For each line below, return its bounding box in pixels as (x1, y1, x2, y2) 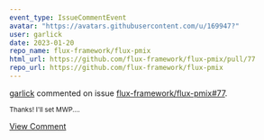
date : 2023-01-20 (9, 38, 75, 48)
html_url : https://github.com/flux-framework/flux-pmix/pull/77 (9, 55, 256, 64)
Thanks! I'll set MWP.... (9, 105, 81, 114)
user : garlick (9, 30, 63, 39)
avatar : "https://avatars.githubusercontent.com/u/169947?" (9, 22, 241, 31)
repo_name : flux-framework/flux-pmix (9, 47, 151, 56)
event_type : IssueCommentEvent (9, 13, 127, 22)
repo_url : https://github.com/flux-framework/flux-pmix (9, 64, 223, 73)
